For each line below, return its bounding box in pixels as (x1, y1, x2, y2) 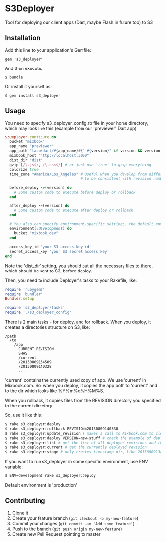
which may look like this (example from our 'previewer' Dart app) (5, 125, 137, 131)
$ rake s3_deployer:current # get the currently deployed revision (5, 445, 147, 450)
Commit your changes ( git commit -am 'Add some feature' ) (12, 520, 135, 526)
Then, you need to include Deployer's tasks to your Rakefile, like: (5, 277, 137, 283)
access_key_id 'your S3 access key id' (9, 244, 92, 250)
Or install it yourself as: (5, 83, 52, 89)
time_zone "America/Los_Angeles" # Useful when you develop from (9, 172, 147, 177)
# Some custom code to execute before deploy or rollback (14, 190, 136, 195)
